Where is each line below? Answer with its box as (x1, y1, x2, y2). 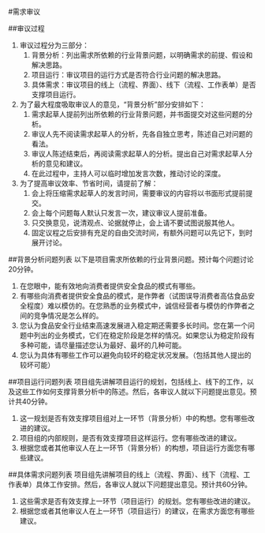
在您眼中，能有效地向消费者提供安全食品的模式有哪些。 (19, 281, 200, 291)
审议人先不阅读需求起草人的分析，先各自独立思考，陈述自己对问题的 (31, 129, 253, 138)
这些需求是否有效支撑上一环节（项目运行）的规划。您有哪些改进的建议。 (19, 497, 255, 505)
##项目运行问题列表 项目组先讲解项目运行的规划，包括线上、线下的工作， (8, 377, 247, 386)
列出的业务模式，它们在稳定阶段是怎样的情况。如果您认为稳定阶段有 (33, 331, 255, 340)
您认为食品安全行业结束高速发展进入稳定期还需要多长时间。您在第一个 (19, 321, 248, 330)
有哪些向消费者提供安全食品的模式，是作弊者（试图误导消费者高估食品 (19, 291, 248, 300)
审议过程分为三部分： (19, 40, 89, 50)
